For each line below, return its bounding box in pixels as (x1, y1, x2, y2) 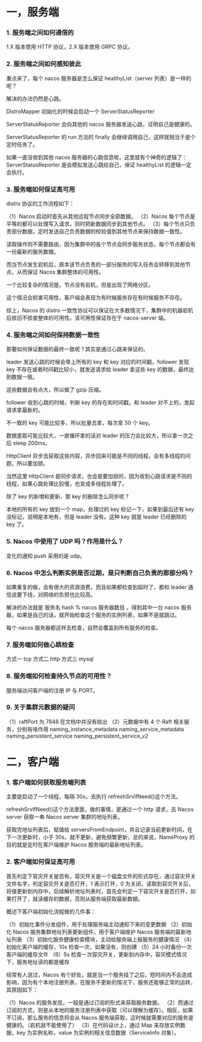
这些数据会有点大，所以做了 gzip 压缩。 (6, 386, 105, 393)
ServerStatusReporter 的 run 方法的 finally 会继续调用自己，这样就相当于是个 (6, 133, 196, 140)
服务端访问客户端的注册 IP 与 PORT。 (6, 686, 99, 694)
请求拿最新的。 (6, 407, 43, 414)
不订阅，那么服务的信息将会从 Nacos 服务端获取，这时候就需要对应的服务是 (6, 1014, 194, 1021)
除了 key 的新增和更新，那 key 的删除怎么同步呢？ (6, 493, 130, 500)
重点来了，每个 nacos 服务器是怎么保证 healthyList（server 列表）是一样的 (6, 75, 191, 82)
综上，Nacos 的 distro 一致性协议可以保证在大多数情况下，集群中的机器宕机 (6, 307, 194, 314)
